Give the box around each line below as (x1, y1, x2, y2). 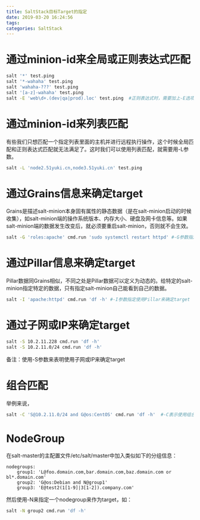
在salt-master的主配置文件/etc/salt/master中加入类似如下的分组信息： (6, 452, 177, 459)
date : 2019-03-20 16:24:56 (6, 14, 73, 20)
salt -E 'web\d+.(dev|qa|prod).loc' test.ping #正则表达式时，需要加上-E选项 (6, 95, 195, 101)
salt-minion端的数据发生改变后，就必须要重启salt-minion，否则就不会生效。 (6, 222, 192, 230)
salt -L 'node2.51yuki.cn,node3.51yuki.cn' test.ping (6, 165, 143, 171)
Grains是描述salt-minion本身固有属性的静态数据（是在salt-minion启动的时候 (6, 208, 192, 215)
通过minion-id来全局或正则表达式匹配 (6, 53, 191, 66)
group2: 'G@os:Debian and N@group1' (17, 479, 108, 486)
